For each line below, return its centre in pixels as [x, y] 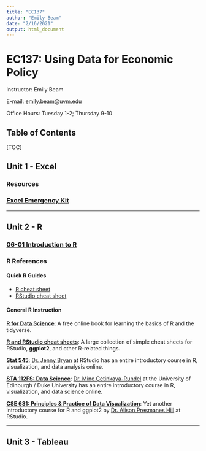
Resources [23, 184]
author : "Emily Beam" [34, 18]
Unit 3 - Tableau [37, 441]
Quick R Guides [26, 276]
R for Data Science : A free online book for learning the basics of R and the [100, 323]
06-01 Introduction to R [42, 244]
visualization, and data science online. [55, 392]
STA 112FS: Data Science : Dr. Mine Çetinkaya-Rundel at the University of [99, 379]
